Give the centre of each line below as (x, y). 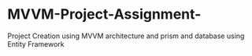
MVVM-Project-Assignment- (104, 14)
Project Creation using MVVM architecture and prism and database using (126, 36)
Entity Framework (36, 44)
